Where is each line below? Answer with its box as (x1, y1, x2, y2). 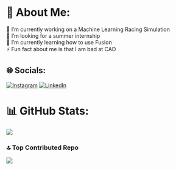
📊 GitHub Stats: (6, 104, 90, 118)
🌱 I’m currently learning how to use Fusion (6, 38, 112, 46)
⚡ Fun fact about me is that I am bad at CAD (6, 45, 116, 52)
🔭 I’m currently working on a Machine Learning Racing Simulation (6, 26, 171, 33)
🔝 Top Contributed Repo (6, 143, 79, 152)
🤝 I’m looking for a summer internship (6, 32, 100, 39)
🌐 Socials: (6, 65, 46, 76)
